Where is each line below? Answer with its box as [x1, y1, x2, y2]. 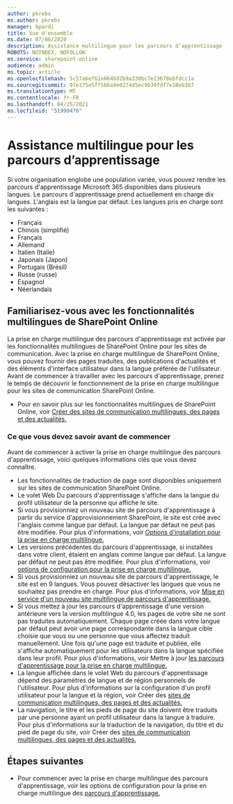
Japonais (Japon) [17, 255, 68, 263]
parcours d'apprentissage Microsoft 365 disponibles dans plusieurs [7, 183, 202, 191]
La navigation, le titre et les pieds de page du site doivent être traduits [17, 705, 218, 714]
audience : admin [7, 62, 54, 69]
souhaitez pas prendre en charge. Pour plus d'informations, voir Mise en [17, 587, 225, 596]
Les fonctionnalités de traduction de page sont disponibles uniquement [17, 476, 222, 484]
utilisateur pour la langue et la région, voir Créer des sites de [17, 690, 191, 699]
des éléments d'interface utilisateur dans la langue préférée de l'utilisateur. [7, 364, 221, 373]
